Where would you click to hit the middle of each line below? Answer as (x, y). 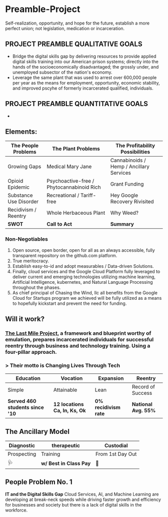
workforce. (16, 510)
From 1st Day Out (116, 454)
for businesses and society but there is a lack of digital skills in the (73, 504)
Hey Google (124, 195)
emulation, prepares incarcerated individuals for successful (79, 339)
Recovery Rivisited (132, 202)
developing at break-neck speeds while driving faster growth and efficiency (83, 499)
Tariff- (88, 195)
